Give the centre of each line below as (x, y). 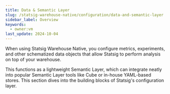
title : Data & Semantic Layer (38, 10)
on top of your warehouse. (33, 59)
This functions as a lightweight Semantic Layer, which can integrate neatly (84, 69)
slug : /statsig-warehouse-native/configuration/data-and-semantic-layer (84, 15)
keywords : (16, 24)
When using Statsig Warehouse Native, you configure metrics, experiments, (85, 49)
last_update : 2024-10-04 (32, 34)
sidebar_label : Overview (32, 20)
